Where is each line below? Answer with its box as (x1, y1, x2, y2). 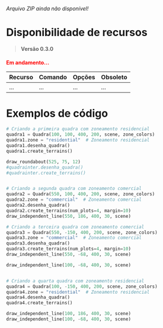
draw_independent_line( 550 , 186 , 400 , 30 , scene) (6, 213, 132, 219)
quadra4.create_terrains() (6, 300, 73, 306)
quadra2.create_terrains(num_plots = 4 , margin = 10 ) (6, 207, 132, 214)
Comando (39, 73, 67, 81)
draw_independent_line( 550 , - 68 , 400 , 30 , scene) (6, 252, 132, 258)
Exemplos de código (6, 107, 108, 120)
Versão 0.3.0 (20, 45, 54, 52)
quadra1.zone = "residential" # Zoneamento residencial (6, 137, 150, 143)
